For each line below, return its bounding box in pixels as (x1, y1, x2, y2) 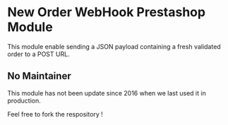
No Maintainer (7, 70, 72, 82)
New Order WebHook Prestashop (7, 4, 206, 20)
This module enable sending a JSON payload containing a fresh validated (7, 42, 221, 51)
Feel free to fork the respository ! (7, 110, 104, 118)
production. (7, 96, 41, 105)
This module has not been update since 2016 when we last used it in (7, 88, 206, 97)
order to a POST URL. (7, 50, 70, 58)
